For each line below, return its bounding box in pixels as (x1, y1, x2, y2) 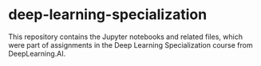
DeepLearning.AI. (8, 49, 66, 58)
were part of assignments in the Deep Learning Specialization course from (8, 40, 253, 49)
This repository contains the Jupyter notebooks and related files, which (8, 32, 243, 41)
